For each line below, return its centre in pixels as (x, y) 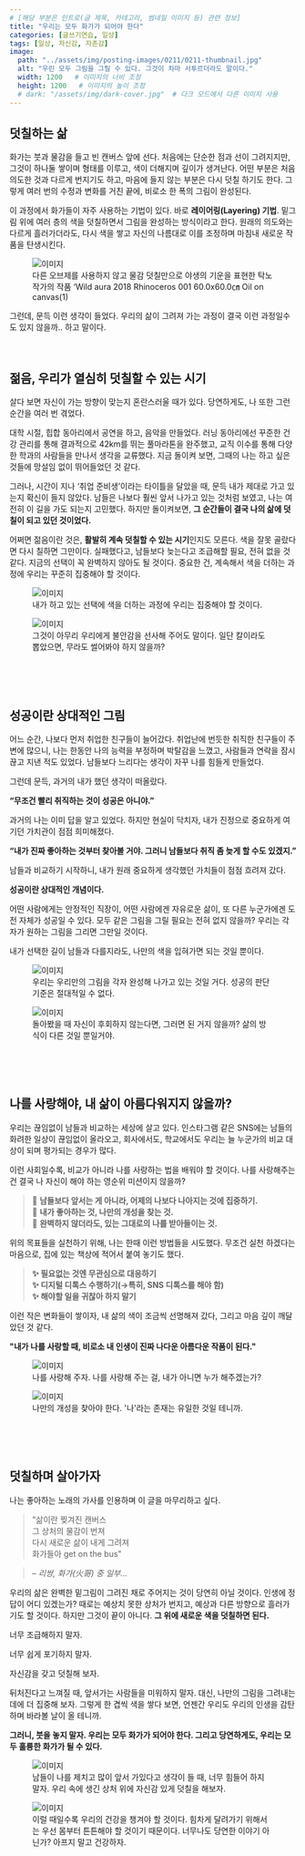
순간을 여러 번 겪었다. (47, 413)
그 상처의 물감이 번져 (68, 1531)
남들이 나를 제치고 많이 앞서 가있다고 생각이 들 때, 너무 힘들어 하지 (148, 1777)
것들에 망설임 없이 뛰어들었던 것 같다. (75, 467)
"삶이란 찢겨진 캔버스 (69, 1520)
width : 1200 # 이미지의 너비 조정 (79, 77)
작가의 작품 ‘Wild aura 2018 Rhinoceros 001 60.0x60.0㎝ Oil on (148, 287)
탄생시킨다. (46, 245)
